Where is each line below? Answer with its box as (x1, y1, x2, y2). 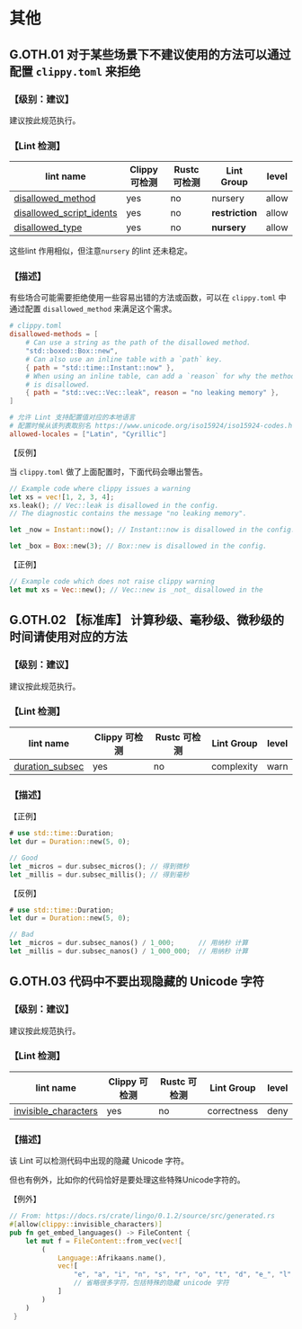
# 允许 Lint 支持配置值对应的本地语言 (9, 413, 136, 423)
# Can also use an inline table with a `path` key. (25, 354, 223, 364)
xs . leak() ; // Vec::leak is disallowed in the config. (9, 501, 219, 510)
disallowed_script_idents (13, 207, 118, 219)
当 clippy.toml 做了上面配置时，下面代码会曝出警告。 (9, 466, 209, 477)
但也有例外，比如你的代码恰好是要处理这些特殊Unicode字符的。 (9, 1174, 245, 1185)
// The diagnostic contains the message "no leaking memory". (9, 509, 247, 518)
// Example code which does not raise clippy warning (9, 577, 216, 586)
